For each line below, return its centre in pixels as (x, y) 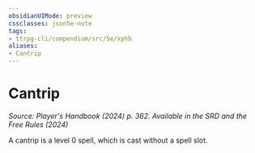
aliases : (23, 46)
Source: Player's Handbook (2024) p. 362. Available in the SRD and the (128, 116)
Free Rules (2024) (38, 124)
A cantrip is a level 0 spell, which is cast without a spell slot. (108, 140)
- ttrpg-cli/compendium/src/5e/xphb (70, 38)
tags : (17, 31)
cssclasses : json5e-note (50, 23)
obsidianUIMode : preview (50, 16)
